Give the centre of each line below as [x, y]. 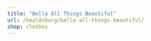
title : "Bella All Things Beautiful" [62, 14]
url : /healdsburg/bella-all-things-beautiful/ [76, 20]
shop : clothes [28, 26]
